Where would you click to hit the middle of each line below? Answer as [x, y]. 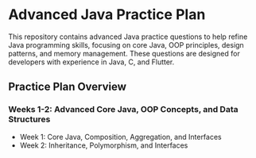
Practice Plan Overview [68, 87]
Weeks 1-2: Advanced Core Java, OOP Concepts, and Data [123, 110]
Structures [29, 119]
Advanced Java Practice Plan [107, 15]
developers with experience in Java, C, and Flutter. [91, 62]
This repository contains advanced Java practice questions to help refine [128, 37]
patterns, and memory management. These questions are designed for [124, 53]
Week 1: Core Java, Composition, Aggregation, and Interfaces [120, 137]
